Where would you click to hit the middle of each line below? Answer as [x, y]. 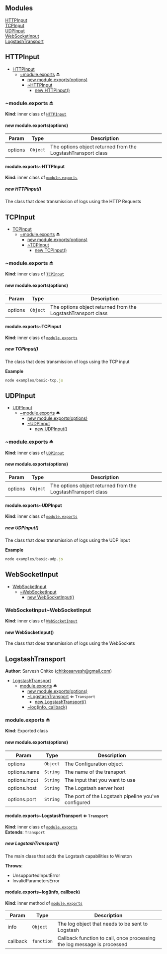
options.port [22, 799]
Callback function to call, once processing [106, 938]
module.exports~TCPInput [33, 327]
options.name [24, 772]
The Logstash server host [94, 788]
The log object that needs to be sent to [103, 924]
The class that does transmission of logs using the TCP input [67, 361]
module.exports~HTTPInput [35, 166]
